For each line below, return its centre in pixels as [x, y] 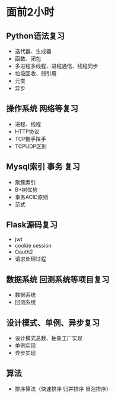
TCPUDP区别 [31, 146]
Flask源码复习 [32, 225]
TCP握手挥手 [30, 139]
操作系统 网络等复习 [42, 109]
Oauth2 [24, 252]
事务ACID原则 [31, 197]
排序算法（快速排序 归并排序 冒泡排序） [63, 389]
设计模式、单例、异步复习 [53, 322]
